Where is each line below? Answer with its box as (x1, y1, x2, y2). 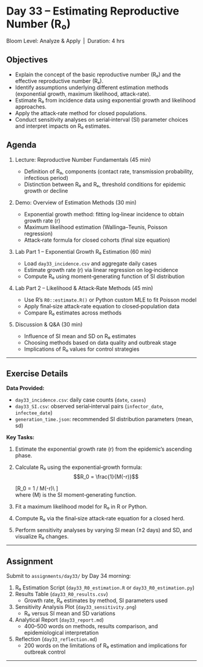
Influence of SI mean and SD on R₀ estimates (24, 332, 137, 340)
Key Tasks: (6, 434, 35, 441)
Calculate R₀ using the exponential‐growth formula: (14, 463, 143, 471)
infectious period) (24, 174, 68, 181)
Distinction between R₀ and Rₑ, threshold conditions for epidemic (24, 181, 186, 188)
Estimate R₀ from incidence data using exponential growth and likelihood (14, 96, 196, 104)
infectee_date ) (14, 409, 53, 416)
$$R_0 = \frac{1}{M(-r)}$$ (73, 473, 139, 480)
